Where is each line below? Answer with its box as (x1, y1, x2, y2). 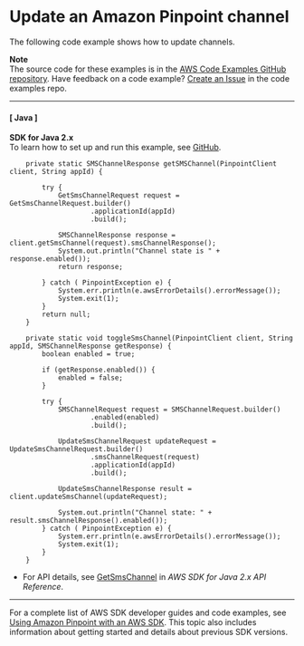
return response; (57, 263, 124, 272)
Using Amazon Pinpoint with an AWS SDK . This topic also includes (9, 617, 257, 628)
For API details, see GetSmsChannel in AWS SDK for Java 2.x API (22, 572, 267, 583)
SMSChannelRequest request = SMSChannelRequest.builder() (57, 405, 281, 414)
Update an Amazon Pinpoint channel (9, 6, 290, 27)
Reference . (22, 582, 64, 593)
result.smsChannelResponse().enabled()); (9, 516, 168, 525)
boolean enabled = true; (42, 350, 136, 359)
